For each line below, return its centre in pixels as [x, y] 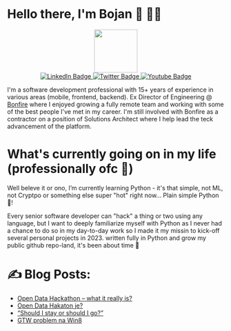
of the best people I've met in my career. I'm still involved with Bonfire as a [113, 111]
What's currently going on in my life [112, 154]
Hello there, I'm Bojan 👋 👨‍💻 [84, 14]
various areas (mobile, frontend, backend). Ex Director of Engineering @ [110, 97]
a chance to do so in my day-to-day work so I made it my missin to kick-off [113, 230]
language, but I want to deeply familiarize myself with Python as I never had [115, 223]
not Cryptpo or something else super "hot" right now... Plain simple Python [113, 195]
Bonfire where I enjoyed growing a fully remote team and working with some [115, 104]
